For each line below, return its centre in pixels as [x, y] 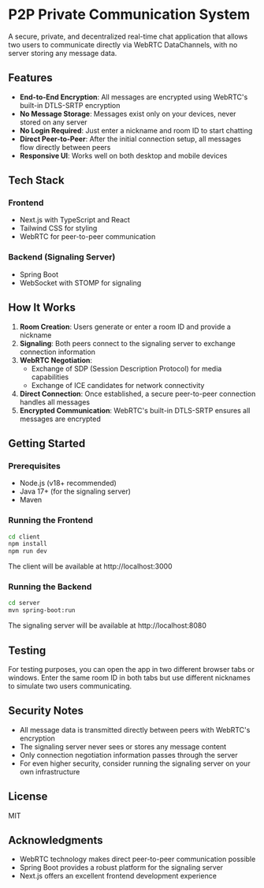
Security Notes [46, 711]
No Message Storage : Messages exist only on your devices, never [128, 114]
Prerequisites [34, 465]
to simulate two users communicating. [70, 686]
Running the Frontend [50, 520]
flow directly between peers [65, 147]
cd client [24, 537]
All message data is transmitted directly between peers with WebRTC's [135, 729]
